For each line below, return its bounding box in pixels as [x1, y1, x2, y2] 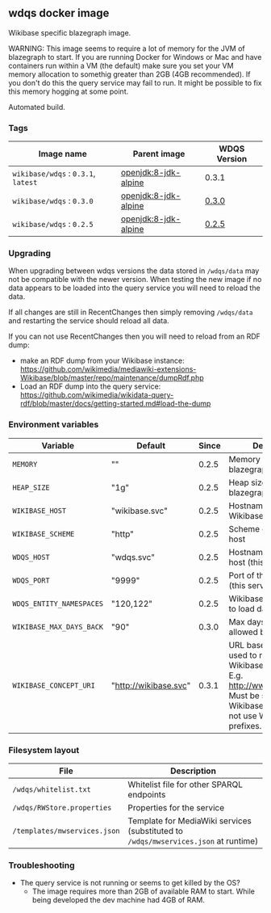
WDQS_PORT [12, 575, 50, 585]
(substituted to [127, 826, 184, 836]
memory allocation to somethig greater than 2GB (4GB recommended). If [8, 69, 251, 79]
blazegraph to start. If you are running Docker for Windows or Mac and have [8, 52, 262, 61]
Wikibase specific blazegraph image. [8, 27, 131, 37]
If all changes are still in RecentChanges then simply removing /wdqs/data [8, 307, 253, 318]
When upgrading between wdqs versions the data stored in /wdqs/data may [8, 266, 260, 276]
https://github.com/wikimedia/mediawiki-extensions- [19, 364, 197, 374]
